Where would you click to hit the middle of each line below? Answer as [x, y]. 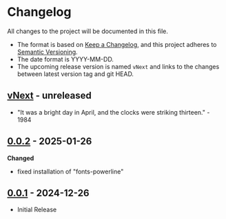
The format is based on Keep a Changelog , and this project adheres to [117, 44]
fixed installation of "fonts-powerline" [70, 171]
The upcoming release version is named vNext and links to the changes [118, 66]
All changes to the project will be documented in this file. [88, 31]
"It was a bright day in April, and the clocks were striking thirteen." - [113, 112]
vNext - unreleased [49, 96]
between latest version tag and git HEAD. [75, 74]
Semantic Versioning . [47, 52]
